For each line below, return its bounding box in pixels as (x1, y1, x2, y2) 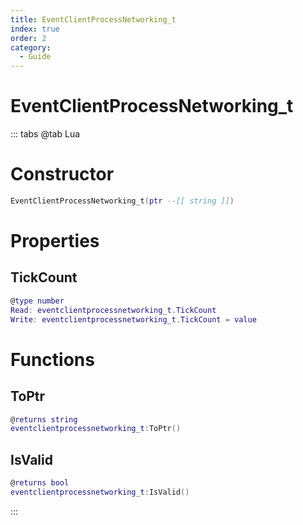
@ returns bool (10, 478, 70, 488)
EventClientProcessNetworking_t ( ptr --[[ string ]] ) (10, 196, 235, 206)
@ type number (10, 296, 65, 306)
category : (10, 42, 52, 53)
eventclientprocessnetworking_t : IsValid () (10, 487, 190, 497)
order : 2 (10, 33, 47, 43)
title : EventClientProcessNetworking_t (10, 14, 177, 25)
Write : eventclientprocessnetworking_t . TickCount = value (10, 314, 257, 325)
